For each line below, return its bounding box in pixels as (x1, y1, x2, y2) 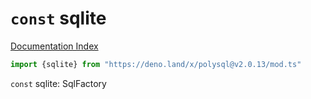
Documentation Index (10, 40, 99, 52)
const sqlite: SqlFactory (10, 77, 107, 89)
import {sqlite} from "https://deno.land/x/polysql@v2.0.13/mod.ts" (10, 59, 302, 69)
